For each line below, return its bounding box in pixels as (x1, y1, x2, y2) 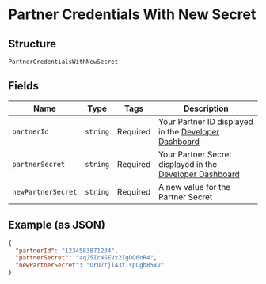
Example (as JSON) (8, 218, 105, 232)
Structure (8, 37, 57, 51)
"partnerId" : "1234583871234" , (15, 247, 119, 255)
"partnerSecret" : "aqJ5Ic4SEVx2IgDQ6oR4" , (15, 254, 158, 262)
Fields (8, 79, 40, 93)
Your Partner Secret (158, 149, 232, 160)
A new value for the (158, 181, 231, 192)
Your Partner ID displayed (158, 116, 253, 127)
